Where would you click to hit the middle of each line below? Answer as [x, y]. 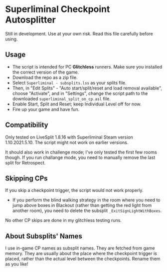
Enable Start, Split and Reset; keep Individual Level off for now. [77, 104]
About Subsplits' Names [44, 236]
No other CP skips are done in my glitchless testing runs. [64, 220]
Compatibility [27, 125]
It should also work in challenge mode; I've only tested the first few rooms [81, 152]
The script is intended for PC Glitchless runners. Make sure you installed [87, 66]
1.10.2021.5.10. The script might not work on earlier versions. [67, 142]
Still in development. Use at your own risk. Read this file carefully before [79, 33]
